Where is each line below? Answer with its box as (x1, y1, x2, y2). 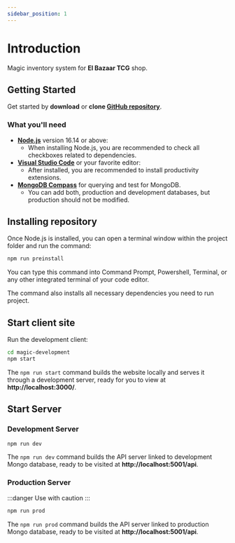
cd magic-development (7, 349, 71, 356)
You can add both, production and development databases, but (27, 188, 211, 196)
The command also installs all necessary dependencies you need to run (7, 289, 215, 298)
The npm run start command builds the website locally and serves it (7, 368, 205, 376)
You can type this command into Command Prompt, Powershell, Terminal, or (7, 268, 227, 277)
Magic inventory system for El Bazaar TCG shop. (7, 64, 148, 72)
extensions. (27, 173, 62, 181)
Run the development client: (7, 336, 89, 344)
